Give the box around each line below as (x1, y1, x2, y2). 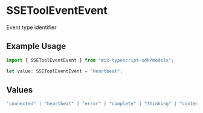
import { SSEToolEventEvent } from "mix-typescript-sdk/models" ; (6, 57, 174, 63)
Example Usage (6, 41, 66, 51)
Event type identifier (6, 24, 57, 31)
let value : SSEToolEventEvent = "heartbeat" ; (6, 68, 123, 74)
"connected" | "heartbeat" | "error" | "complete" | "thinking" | (6, 101, 177, 107)
